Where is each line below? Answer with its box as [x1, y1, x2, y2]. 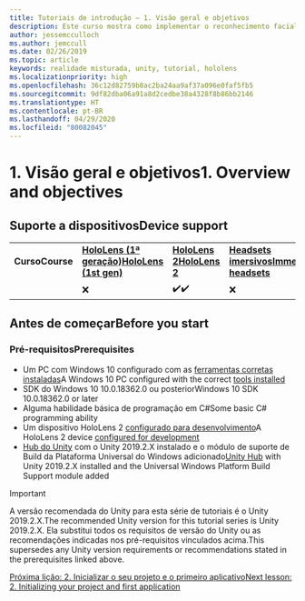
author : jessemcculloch [9, 30, 100, 39]
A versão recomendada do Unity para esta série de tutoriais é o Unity [9, 506, 270, 516]
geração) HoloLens [81, 255, 164, 267]
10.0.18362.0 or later [22, 393, 99, 404]
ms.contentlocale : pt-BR [9, 106, 103, 115]
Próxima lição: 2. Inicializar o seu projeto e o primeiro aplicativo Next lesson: [9, 571, 292, 582]
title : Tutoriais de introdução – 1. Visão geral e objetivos [9, 13, 250, 23]
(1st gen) [81, 266, 123, 278]
